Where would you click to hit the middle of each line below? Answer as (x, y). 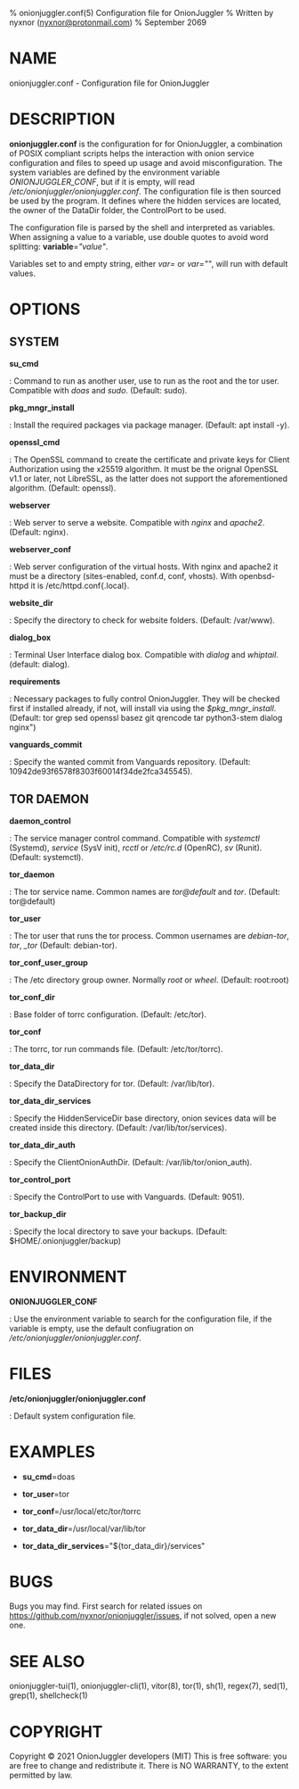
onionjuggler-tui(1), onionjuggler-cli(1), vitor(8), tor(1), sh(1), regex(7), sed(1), (149, 1686)
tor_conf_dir (32, 997)
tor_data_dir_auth (42, 1145)
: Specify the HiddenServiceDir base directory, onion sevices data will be (143, 1118)
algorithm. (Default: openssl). (63, 488)
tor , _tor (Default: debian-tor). (63, 945)
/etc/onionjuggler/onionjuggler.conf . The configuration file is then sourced (145, 191)
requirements (35, 681)
